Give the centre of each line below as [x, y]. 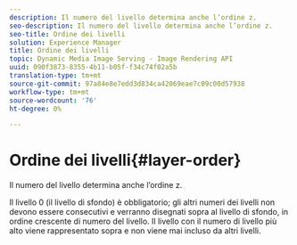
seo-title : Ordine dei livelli [67, 34]
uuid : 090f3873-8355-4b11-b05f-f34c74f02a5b [93, 68]
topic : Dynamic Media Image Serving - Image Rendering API [121, 59]
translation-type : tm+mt [55, 76]
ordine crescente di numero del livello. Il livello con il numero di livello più [143, 221]
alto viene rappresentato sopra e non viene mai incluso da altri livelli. [135, 231]
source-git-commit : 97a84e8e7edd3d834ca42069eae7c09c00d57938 [127, 84]
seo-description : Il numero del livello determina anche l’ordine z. [141, 26]
